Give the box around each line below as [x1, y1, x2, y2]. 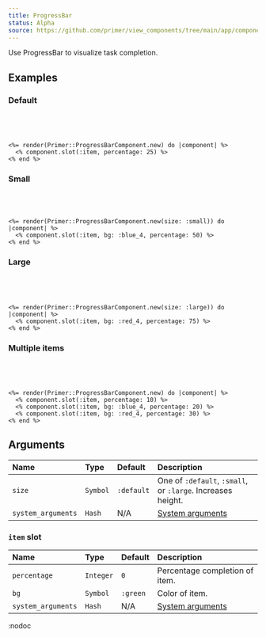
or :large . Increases [157, 484, 233, 495]
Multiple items [8, 342, 65, 353]
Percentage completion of [157, 565, 254, 576]
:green [121, 589, 146, 598]
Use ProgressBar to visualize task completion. [8, 48, 158, 58]
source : [8, 26, 34, 34]
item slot [8, 531, 42, 542]
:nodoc [8, 621, 32, 631]
